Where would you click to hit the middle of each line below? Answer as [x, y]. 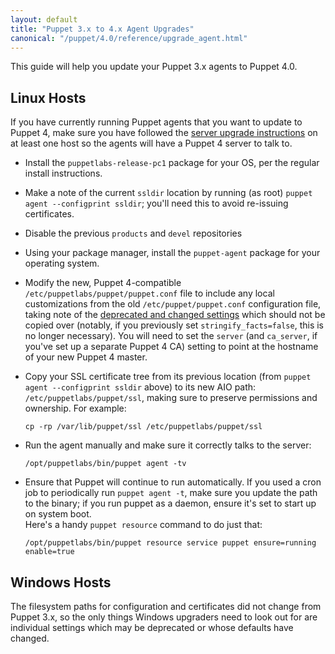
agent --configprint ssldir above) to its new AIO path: [140, 387]
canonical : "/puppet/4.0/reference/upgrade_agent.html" [129, 38]
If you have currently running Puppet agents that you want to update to [156, 122]
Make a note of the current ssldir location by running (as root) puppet [168, 193]
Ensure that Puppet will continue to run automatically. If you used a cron [173, 482]
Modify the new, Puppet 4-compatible [103, 283]
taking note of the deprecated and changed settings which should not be [175, 315]
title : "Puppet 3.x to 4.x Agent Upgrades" [102, 29]
